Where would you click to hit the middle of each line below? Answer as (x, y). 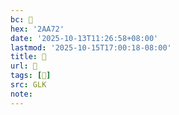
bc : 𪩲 (21, 19)
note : (21, 94)
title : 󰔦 (28, 57)
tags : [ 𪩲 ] (31, 76)
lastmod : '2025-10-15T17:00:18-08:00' (91, 47)
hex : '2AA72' (37, 29)
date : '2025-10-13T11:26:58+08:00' (84, 38)
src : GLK (28, 85)
